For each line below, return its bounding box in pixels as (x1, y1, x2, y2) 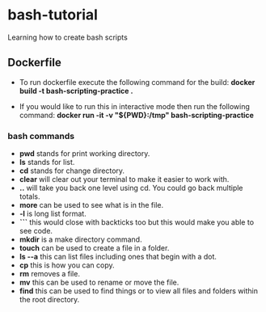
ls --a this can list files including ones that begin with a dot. (19, 252, 217, 262)
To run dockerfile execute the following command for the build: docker (19, 77, 255, 86)
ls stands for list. (19, 158, 75, 167)
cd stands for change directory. (19, 166, 125, 175)
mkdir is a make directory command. (19, 234, 142, 244)
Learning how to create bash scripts (7, 32, 129, 42)
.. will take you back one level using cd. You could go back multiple (19, 183, 243, 193)
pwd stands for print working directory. (19, 149, 150, 158)
